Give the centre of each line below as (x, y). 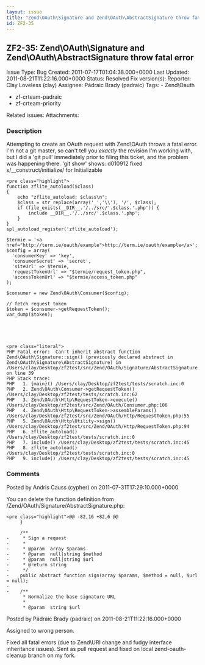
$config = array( (28, 251)
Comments (23, 474)
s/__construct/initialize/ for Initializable (54, 170)
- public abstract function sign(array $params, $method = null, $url (102, 575)
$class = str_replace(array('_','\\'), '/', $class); (87, 203)
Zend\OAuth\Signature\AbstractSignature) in (64, 363)
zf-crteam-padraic (38, 97)
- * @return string (37, 564)
